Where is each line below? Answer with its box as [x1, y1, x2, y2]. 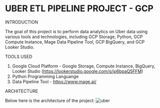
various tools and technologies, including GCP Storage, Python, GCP [5, 34, 143, 40]
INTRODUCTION [5, 19, 38, 25]
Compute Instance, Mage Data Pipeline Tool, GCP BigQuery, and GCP [5, 39, 145, 44]
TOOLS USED [5, 53, 33, 59]
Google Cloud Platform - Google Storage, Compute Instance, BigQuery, [12, 63, 156, 69]
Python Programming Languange [12, 73, 79, 79]
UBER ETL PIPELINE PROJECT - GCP [5, 3, 154, 14]
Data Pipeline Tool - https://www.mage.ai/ [12, 79, 97, 85]
